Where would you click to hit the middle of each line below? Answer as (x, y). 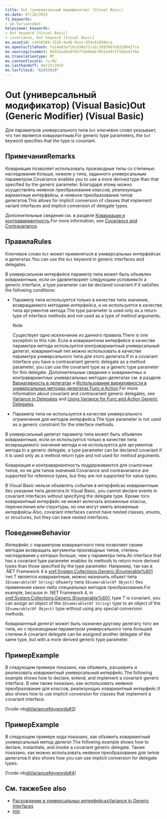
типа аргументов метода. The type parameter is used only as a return (84, 310)
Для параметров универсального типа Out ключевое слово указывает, (81, 130)
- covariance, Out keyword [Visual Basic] (50, 38)
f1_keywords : (19, 19)
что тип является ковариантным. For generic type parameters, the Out (78, 135)
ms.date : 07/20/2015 (27, 14)
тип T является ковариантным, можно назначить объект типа (71, 577)
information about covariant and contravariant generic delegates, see (83, 393)
